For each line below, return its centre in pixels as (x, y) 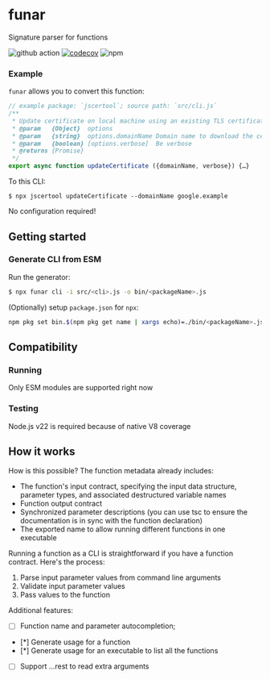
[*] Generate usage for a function (75, 642)
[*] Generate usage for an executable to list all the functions (119, 651)
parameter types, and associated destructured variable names (123, 495)
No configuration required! (52, 211)
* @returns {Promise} (48, 151)
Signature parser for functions (58, 37)
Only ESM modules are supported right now (81, 388)
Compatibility (43, 347)
